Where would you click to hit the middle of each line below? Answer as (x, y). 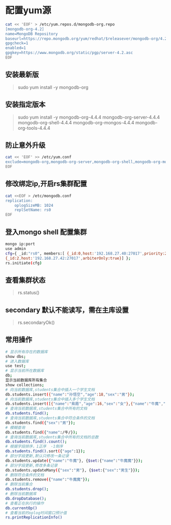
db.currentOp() (21, 508)
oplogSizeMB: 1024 (34, 205)
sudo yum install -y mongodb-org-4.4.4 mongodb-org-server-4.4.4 (89, 117)
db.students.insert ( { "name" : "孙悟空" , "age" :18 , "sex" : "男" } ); (70, 394)
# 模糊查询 (15, 427)
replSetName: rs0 (33, 210)
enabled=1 (16, 48)
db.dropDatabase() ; (26, 499)
